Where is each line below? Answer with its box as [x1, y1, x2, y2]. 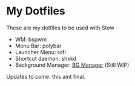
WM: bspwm [15, 35, 47, 43]
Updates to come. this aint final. [6, 73, 86, 80]
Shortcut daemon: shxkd [15, 55, 77, 62]
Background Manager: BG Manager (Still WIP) [15, 61, 130, 69]
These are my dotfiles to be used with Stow [6, 24, 114, 31]
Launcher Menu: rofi [15, 48, 67, 55]
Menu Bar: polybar [15, 42, 62, 49]
